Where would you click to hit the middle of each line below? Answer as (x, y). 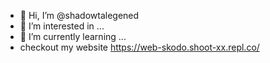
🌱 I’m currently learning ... (73, 36)
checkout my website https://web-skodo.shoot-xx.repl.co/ (139, 47)
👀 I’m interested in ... (62, 26)
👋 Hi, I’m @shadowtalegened (79, 15)
